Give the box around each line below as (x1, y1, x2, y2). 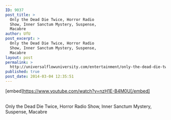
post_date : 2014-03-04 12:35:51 (5, 74, 74, 79)
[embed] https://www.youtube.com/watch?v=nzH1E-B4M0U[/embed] (5, 88, 150, 94)
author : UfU (5, 31, 31, 36)
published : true (5, 69, 40, 75)
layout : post (5, 55, 33, 60)
